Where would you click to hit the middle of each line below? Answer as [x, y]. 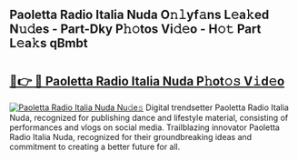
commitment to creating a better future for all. [95, 146]
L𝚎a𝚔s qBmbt [49, 43]
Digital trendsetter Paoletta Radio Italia [217, 107]
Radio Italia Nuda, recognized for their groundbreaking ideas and [131, 137]
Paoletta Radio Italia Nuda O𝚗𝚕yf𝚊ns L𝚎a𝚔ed [139, 15]
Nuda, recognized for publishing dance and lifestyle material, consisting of [149, 118]
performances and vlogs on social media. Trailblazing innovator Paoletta [144, 127]
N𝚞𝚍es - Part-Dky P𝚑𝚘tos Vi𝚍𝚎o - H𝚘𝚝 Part [135, 30]
